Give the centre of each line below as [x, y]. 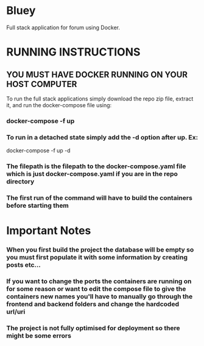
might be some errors [39, 336]
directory [20, 182]
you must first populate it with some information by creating [97, 258]
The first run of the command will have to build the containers [100, 198]
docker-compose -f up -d [39, 150]
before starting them [37, 206]
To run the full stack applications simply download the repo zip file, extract [100, 99]
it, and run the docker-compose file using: [59, 105]
